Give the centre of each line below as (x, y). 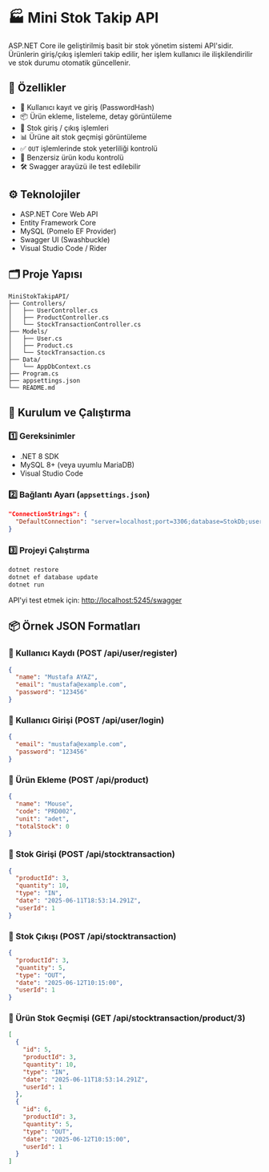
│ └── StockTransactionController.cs (75, 325)
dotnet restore (34, 570)
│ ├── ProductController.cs (59, 318)
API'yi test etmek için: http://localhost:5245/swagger (95, 600)
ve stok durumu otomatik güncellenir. (69, 63)
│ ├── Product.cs (41, 346)
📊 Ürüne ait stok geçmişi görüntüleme (83, 136)
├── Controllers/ (37, 304)
